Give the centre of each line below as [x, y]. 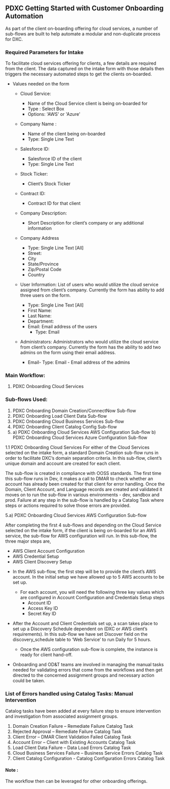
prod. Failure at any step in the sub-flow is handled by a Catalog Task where [85, 500]
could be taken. [29, 680]
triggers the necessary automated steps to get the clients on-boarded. [79, 74]
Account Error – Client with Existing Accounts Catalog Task [74, 742]
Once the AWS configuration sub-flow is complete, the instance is [89, 649]
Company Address [39, 238]
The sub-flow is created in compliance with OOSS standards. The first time [83, 473]
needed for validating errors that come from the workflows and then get [88, 670]
